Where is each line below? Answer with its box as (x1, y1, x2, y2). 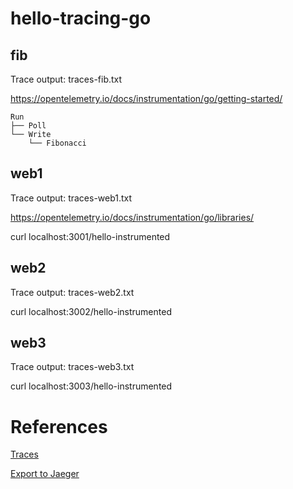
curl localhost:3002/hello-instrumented (10, 305, 172, 317)
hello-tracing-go (10, 7, 152, 30)
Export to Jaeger (10, 468, 80, 480)
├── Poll (10, 121, 47, 131)
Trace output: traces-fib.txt (10, 73, 123, 85)
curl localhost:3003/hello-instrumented (10, 380, 173, 392)
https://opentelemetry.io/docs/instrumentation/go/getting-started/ (10, 93, 283, 104)
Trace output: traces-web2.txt (10, 286, 135, 298)
